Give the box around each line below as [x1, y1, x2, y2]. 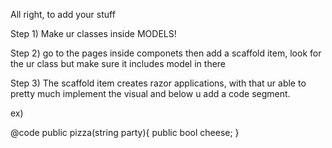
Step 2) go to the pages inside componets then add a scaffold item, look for [10, 47, 322, 59]
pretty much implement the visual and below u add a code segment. [10, 88, 291, 99]
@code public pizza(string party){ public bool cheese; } [10, 127, 240, 138]
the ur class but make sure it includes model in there [10, 58, 227, 69]
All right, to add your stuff [10, 9, 116, 20]
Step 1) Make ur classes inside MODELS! [10, 28, 177, 39]
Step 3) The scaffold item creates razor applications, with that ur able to [10, 77, 307, 89]
